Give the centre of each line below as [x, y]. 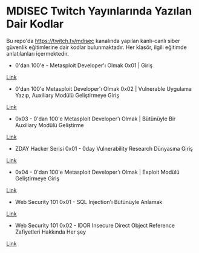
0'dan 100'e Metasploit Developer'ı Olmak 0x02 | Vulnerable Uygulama [103, 88]
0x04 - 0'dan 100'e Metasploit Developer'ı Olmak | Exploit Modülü [97, 172]
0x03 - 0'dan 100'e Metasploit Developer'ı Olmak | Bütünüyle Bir [95, 119]
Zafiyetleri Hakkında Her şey [51, 232]
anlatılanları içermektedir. [38, 53]
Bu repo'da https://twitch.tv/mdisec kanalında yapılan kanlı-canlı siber [93, 41]
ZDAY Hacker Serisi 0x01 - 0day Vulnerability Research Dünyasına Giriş [104, 148]
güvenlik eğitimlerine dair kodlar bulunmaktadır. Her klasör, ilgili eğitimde [97, 47]
